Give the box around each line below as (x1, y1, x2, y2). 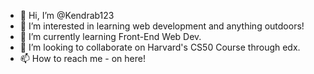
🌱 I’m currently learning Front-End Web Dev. (19, 31, 202, 42)
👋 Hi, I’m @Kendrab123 (19, 10, 115, 21)
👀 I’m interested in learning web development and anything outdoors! (19, 20, 305, 32)
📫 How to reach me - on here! (19, 53, 146, 64)
